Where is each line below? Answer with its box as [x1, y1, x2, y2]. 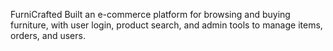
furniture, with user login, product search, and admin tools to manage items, [10, 19, 323, 31]
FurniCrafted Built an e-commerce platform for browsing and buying [10, 9, 291, 20]
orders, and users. [10, 30, 86, 41]
